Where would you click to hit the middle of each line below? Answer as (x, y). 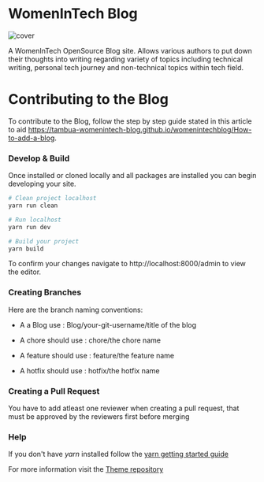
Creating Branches (45, 292)
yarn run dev (30, 227)
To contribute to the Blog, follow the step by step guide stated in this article (130, 121)
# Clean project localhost (52, 198)
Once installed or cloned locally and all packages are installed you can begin (132, 176)
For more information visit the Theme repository (86, 469)
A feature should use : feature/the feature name (97, 355)
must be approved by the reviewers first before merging (99, 417)
